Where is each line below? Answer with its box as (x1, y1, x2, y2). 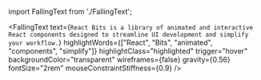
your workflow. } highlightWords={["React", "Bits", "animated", (8, 38, 213, 47)
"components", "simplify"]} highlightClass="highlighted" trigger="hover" (8, 46, 248, 55)
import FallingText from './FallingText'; (8, 7, 132, 16)
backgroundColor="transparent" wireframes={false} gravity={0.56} (8, 55, 231, 64)
